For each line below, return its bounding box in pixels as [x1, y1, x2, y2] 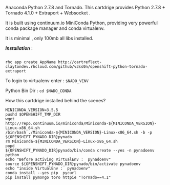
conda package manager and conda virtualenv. [5, 25, 105, 31]
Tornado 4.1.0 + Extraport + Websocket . [5, 10, 91, 16]
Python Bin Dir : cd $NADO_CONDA [5, 87, 72, 94]
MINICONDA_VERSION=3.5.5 [5, 107, 58, 113]
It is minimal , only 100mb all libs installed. [5, 35, 94, 41]
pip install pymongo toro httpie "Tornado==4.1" [5, 175, 111, 180]
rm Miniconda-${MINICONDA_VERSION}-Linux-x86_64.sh [5, 139, 118, 144]
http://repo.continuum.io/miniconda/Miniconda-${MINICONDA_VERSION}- [5, 121, 157, 126]
